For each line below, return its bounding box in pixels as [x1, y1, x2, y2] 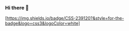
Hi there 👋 [5, 4, 29, 11]
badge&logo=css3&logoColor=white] [5, 20, 80, 26]
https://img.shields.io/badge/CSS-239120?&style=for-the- [6, 15, 124, 21]
